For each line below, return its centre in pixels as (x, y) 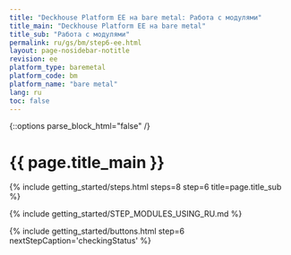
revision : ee (34, 59)
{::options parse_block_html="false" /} (80, 126)
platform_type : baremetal (57, 68)
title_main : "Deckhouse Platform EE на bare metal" (107, 26)
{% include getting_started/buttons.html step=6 (97, 231)
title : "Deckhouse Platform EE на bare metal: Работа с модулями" (136, 17)
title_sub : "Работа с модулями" (69, 34)
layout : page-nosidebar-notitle (69, 51)
